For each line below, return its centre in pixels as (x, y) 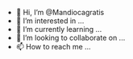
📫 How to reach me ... (53, 47)
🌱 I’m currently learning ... (59, 29)
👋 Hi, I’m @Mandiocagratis (60, 12)
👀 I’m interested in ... (50, 21)
